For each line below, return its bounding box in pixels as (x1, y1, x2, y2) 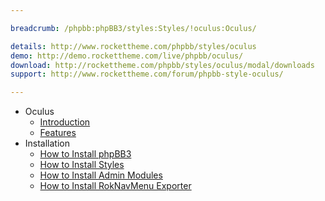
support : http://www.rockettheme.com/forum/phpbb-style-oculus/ (10, 69, 284, 80)
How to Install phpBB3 (39, 148, 132, 160)
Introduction (39, 116, 91, 128)
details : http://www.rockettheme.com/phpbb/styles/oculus (10, 41, 257, 51)
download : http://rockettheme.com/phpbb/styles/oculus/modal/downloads (10, 60, 315, 70)
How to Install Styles (39, 159, 125, 171)
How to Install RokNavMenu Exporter (39, 180, 192, 192)
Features (39, 127, 77, 139)
